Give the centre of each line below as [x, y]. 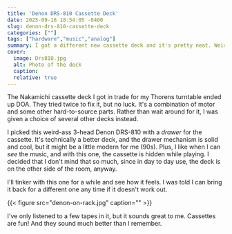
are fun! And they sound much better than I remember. [85, 224]
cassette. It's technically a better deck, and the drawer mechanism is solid [113, 140]
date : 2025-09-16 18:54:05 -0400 [55, 20]
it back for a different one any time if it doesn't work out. [87, 189]
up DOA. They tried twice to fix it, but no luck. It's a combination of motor [111, 105]
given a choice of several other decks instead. [73, 119]
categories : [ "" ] [32, 33]
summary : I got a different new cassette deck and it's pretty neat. [109, 45]
